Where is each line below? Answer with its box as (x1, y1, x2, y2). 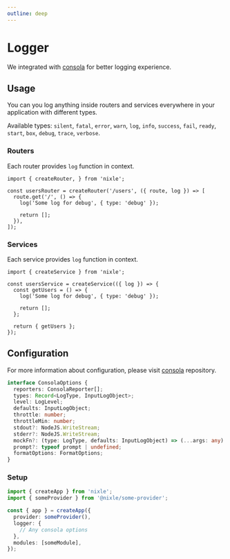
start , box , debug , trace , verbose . (7, 129, 100, 137)
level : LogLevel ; (13, 398, 64, 406)
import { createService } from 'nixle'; (7, 268, 126, 275)
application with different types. (7, 108, 98, 117)
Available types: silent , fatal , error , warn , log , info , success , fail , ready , (7, 121, 216, 130)
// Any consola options (19, 526, 88, 533)
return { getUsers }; (13, 322, 76, 330)
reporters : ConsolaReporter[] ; (13, 386, 104, 393)
